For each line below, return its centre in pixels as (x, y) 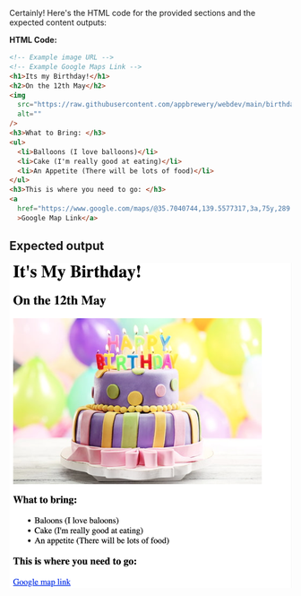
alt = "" (30, 114)
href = (28, 209)
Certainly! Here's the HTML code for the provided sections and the (133, 13)
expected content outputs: (58, 22)
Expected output (57, 246)
